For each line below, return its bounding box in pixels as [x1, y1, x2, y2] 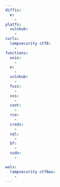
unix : [10, 55, 22, 60]
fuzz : [10, 84, 22, 89]
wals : [5, 164, 17, 170]
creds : [10, 121, 24, 127]
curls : [5, 36, 19, 41]
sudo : [10, 151, 22, 156]
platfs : [5, 22, 22, 27]
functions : [5, 50, 28, 55]
